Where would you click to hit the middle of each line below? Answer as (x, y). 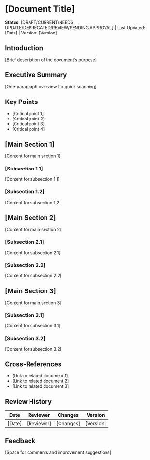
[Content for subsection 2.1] (33, 252)
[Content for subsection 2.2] (33, 276)
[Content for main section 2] (33, 229)
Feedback (20, 441)
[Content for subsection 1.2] (33, 202)
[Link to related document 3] (40, 386)
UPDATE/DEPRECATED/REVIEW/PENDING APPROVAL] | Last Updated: (75, 27)
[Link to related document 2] (40, 381)
